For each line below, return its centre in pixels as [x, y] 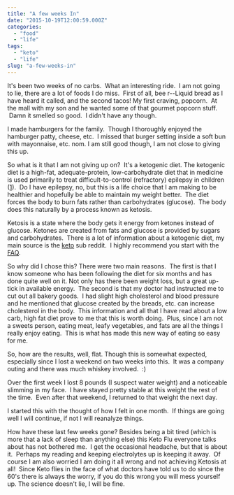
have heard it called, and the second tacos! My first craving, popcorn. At [112, 100]
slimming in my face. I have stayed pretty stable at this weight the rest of [112, 389]
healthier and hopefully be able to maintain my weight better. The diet [108, 194]
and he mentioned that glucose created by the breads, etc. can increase [111, 303]
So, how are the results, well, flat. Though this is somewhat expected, [107, 354]
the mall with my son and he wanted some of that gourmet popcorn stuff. [112, 108]
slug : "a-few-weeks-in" [42, 66]
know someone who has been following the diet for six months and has [110, 273]
